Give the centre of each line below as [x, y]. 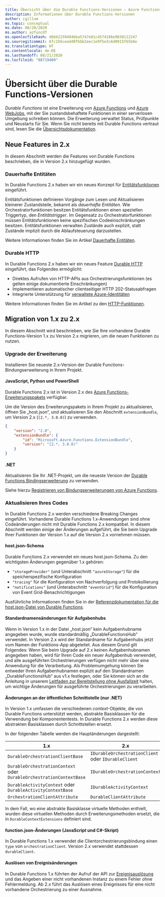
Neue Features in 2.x [37, 145]
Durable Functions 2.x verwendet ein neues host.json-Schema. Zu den [77, 556]
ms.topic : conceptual [27, 23]
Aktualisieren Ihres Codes [37, 503]
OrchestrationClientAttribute [43, 797]
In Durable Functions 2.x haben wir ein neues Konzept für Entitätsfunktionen [82, 185]
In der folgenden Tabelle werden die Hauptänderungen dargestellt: [72, 734]
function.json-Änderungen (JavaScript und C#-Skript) [62, 830]
